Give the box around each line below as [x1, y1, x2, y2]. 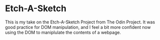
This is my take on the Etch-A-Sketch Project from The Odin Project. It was [5, 19, 155, 25]
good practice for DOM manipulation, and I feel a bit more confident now [5, 24, 151, 30]
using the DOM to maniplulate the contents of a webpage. [5, 29, 121, 35]
